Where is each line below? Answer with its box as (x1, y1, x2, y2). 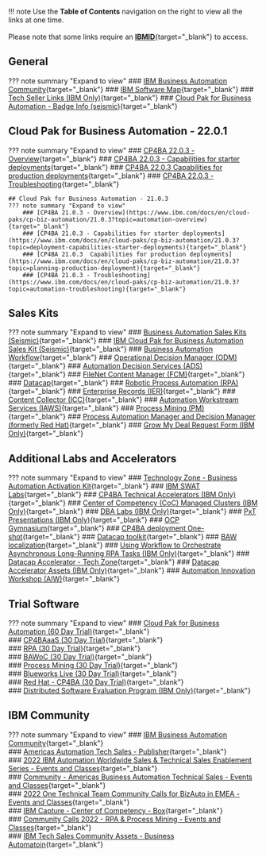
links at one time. (8, 15, 64, 25)
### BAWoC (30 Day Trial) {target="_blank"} (8, 652, 152, 662)
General (8, 55, 49, 68)
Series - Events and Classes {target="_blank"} (8, 763, 158, 773)
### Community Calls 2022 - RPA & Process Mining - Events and (8, 814, 221, 824)
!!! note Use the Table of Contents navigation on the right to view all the (8, 7, 243, 16)
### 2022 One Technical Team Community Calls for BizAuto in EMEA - (8, 789, 241, 798)
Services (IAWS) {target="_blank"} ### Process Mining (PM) (8, 403, 205, 413)
